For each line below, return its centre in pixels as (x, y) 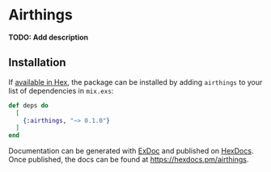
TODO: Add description (49, 37)
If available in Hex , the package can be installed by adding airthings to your (135, 82)
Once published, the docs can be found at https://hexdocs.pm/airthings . (129, 160)
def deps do (28, 105)
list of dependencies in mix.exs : (61, 90)
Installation (37, 63)
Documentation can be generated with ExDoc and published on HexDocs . (131, 151)
